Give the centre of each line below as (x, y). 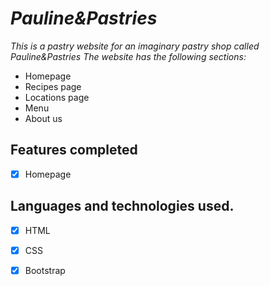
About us (43, 118)
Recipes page (53, 86)
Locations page (57, 97)
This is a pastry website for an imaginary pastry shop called (135, 46)
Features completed (74, 150)
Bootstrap (45, 270)
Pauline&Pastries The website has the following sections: (128, 56)
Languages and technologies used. (122, 206)
